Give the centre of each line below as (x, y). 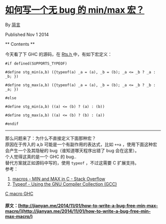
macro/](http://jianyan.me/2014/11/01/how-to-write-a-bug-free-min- (78, 211)
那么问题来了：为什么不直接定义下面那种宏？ (51, 138)
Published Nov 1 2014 (27, 34)
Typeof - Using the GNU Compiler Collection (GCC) (64, 184)
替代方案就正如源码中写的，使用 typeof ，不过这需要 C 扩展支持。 (72, 162)
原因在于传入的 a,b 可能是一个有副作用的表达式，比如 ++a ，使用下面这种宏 (81, 144)
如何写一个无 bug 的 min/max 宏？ (75, 10)
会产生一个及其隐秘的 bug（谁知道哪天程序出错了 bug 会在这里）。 (72, 150)
